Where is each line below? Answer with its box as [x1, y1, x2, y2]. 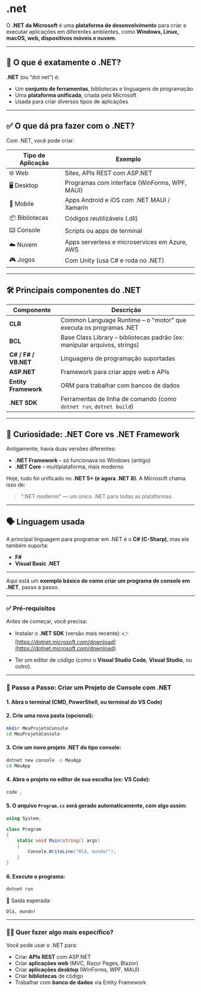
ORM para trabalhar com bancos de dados [60, 381, 180, 390]
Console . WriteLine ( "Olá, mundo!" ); [28, 848, 117, 854]
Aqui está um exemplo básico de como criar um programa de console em [6, 577, 190, 584]
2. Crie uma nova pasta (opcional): [6, 712, 94, 719]
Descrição [111, 306, 142, 314]
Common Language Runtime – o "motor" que [60, 316, 187, 324]
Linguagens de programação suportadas [60, 354, 175, 363]
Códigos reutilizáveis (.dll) [65, 214, 139, 223]
